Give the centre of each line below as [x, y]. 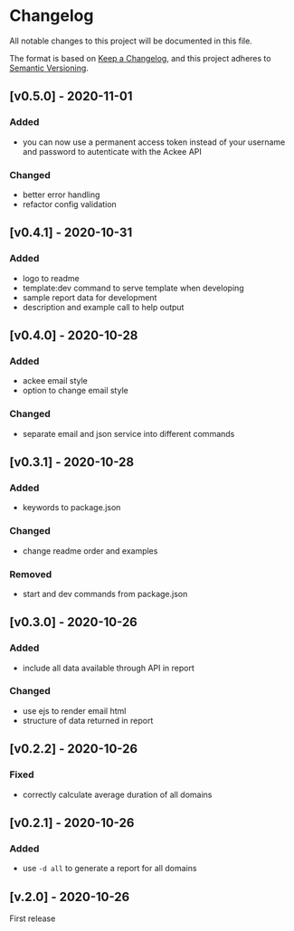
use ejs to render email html [74, 710]
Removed [31, 574]
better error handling [61, 195]
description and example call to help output [103, 307]
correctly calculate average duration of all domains [117, 794]
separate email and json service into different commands [128, 433]
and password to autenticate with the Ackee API [112, 151]
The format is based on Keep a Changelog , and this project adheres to [140, 58]
